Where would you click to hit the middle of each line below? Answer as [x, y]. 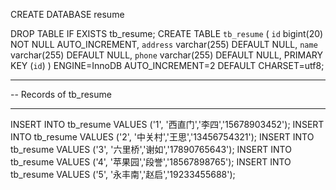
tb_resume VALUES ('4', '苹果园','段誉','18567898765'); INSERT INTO [151, 162]
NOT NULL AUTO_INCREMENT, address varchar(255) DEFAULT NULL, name [164, 44]
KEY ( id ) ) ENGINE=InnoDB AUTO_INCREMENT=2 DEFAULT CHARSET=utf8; [167, 65]
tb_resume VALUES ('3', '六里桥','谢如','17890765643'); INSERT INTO [151, 149]
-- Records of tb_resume [61, 94]
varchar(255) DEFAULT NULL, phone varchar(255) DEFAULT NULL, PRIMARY [167, 55]
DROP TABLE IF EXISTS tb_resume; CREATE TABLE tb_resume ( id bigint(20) [167, 33]
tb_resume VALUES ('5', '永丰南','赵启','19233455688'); [123, 174]
